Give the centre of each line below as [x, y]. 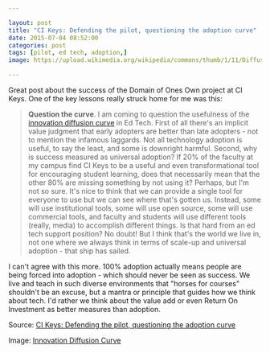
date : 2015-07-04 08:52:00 [53, 38]
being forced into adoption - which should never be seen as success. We [129, 275]
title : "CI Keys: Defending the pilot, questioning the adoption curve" [133, 30]
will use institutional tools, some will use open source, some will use [140, 208]
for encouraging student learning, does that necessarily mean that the [144, 174]
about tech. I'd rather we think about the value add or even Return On [123, 301]
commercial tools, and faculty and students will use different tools [137, 217]
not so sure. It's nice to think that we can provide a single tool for [135, 191]
